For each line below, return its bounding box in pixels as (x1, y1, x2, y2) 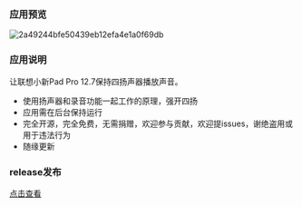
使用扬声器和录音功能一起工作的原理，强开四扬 (22, 95, 198, 106)
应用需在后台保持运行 (22, 106, 102, 117)
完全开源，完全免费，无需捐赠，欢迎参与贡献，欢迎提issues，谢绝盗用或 (22, 118, 293, 129)
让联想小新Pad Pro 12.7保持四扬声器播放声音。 (9, 75, 183, 87)
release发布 (9, 165, 62, 178)
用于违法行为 (22, 129, 71, 140)
